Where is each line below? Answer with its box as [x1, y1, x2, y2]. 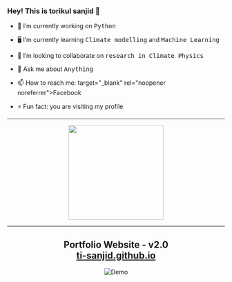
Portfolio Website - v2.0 [63, 239, 169, 250]
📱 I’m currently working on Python [17, 22, 116, 30]
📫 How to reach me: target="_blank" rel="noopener [17, 79, 166, 87]
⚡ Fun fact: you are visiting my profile [17, 103, 124, 111]
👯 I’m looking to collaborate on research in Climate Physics [17, 52, 204, 60]
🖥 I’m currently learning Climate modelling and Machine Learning [17, 36, 220, 44]
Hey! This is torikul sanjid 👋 [7, 6, 100, 16]
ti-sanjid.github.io [76, 250, 156, 261]
